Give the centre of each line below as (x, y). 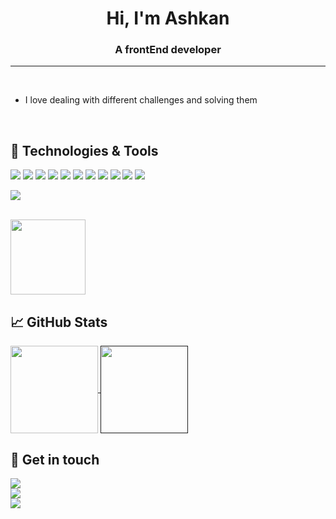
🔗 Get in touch (55, 459)
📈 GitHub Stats (59, 322)
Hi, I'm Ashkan (168, 18)
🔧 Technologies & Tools (84, 150)
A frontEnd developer (168, 50)
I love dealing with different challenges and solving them (141, 100)
